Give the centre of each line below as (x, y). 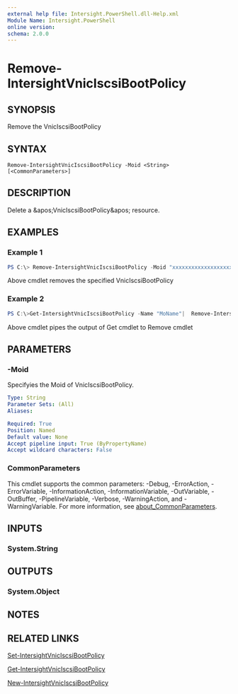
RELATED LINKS (43, 638)
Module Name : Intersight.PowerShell (61, 21)
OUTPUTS (30, 571)
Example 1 (25, 253)
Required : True (30, 424)
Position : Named (31, 430)
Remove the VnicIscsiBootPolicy (54, 127)
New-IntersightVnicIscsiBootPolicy (58, 683)
